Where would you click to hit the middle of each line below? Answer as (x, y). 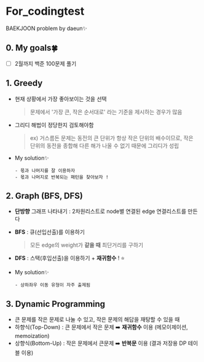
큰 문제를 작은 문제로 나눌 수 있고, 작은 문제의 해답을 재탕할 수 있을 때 (97, 320)
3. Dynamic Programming (56, 304)
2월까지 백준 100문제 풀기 (45, 63)
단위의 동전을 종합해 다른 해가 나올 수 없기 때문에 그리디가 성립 (104, 145)
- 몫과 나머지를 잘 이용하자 (45, 171)
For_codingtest (45, 11)
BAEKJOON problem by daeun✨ (46, 28)
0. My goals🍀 (32, 48)
